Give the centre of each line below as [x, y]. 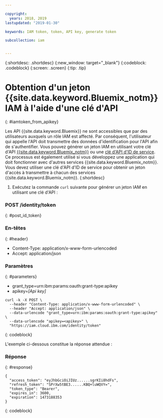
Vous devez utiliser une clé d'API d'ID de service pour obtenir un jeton [75, 167]
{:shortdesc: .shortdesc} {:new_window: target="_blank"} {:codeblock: [76, 63]
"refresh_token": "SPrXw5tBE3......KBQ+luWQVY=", [61, 385]
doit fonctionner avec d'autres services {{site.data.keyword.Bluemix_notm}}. [82, 162]
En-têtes [16, 228]
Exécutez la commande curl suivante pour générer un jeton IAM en [80, 187]
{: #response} [19, 367]
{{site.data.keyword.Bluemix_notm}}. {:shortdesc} [55, 178]
